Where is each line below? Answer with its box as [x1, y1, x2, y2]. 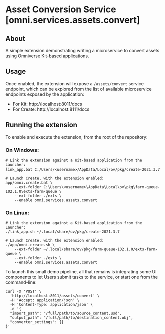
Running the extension [5, 121, 78, 129]
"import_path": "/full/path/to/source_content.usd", [10, 311, 122, 316]
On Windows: [5, 146, 39, 153]
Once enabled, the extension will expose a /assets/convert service [5, 80, 144, 86]
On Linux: [5, 209, 29, 216]
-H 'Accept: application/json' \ [10, 298, 80, 303]
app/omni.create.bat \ [5, 180, 53, 185]
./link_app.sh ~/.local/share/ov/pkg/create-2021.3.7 [5, 229, 120, 234]
